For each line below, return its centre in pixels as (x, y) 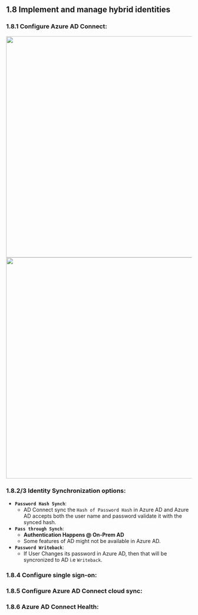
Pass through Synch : (39, 528)
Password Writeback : (39, 547)
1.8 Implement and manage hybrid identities (88, 10)
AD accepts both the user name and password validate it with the (103, 516)
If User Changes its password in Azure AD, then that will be (95, 553)
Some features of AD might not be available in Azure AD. (92, 541)
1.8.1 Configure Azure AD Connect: (57, 27)
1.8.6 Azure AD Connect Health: (52, 607)
